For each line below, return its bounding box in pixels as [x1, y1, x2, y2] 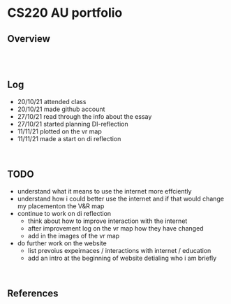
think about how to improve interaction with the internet [27, 217, 188, 225]
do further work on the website [17, 239, 107, 247]
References [7, 288, 59, 300]
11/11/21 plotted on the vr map [17, 127, 103, 136]
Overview [7, 33, 51, 45]
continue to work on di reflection [17, 209, 112, 217]
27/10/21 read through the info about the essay [17, 112, 152, 120]
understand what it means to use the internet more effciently [17, 187, 192, 195]
